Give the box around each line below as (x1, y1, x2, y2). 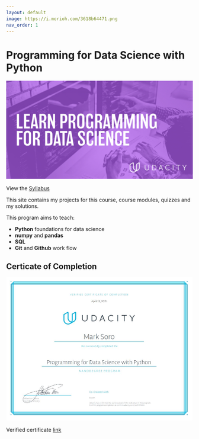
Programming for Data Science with (6, 48, 185, 62)
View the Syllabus (6, 184, 50, 192)
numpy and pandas (14, 232, 64, 239)
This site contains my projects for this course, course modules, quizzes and (6, 196, 191, 203)
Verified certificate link (6, 427, 62, 434)
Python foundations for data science (14, 225, 105, 232)
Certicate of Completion (6, 261, 97, 271)
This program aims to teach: (6, 214, 75, 221)
